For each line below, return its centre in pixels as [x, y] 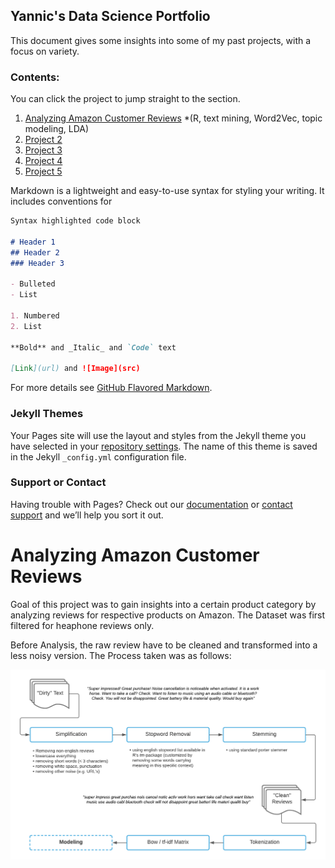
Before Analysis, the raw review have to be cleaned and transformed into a [164, 645]
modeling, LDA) [57, 129]
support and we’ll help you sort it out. [87, 515]
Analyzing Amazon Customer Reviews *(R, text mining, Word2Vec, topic [173, 118]
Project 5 [43, 171]
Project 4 [43, 161]
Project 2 [43, 140]
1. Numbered [35, 315]
